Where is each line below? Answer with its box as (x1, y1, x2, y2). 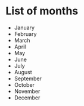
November (14, 87, 41, 95)
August (14, 68, 32, 75)
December (14, 94, 41, 101)
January (14, 24, 35, 31)
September (14, 75, 42, 82)
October (14, 81, 35, 88)
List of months (5, 4, 79, 18)
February (14, 30, 37, 37)
